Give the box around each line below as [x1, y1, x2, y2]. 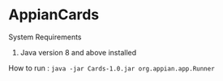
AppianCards [8, 6, 100, 24]
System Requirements [8, 32, 82, 42]
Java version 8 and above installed [19, 47, 137, 57]
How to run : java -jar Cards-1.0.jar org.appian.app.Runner [8, 63, 215, 73]
